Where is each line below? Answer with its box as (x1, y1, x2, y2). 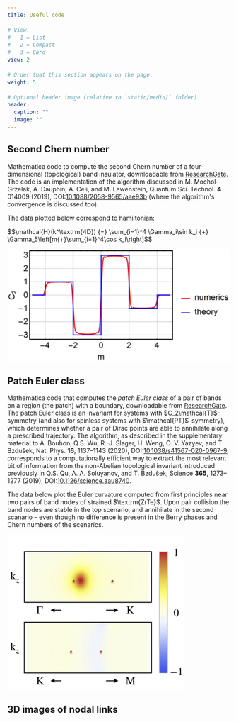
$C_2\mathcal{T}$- (163, 409, 220, 418)
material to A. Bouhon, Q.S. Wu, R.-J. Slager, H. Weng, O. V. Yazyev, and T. (7, 439, 224, 448)
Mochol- (194, 177, 219, 186)
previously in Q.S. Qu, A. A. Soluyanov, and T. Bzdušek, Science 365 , (7, 469, 209, 478)
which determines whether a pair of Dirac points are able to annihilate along (7, 424, 228, 433)
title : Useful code (7, 11, 65, 18)
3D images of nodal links (7, 704, 118, 716)
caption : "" (13, 109, 49, 116)
